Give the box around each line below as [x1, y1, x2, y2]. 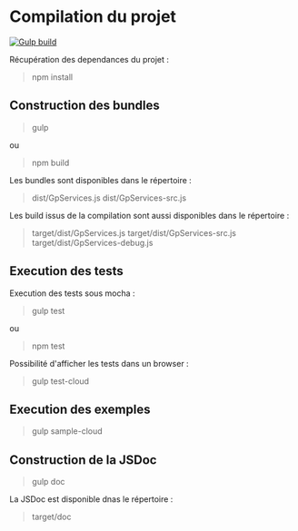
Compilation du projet [9, 6, 177, 27]
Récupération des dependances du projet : [9, 54, 170, 64]
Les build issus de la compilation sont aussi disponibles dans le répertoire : [9, 210, 290, 221]
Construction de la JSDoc [9, 452, 157, 467]
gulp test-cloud [31, 375, 89, 387]
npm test [31, 340, 65, 351]
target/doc [31, 511, 72, 523]
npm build [31, 157, 70, 168]
